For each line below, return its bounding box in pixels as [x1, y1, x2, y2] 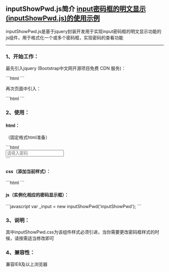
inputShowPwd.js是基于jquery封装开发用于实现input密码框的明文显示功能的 [6, 28, 162, 34]
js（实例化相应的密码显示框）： [6, 192, 69, 198]
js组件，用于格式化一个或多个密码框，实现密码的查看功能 [6, 34, 123, 40]
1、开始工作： [6, 53, 39, 60]
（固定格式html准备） [6, 134, 50, 140]
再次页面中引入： [6, 85, 41, 91]
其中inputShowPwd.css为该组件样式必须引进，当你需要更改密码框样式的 [6, 229, 155, 235]
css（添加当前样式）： [6, 168, 51, 174]
